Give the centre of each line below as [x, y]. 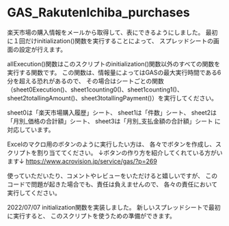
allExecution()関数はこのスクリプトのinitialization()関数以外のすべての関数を [114, 63]
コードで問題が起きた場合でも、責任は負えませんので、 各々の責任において [112, 184]
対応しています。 [31, 129]
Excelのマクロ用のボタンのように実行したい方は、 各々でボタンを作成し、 [111, 144]
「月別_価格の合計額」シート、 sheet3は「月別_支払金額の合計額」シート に [114, 121]
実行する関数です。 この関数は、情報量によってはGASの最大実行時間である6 [114, 72]
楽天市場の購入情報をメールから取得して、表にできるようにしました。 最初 [112, 32]
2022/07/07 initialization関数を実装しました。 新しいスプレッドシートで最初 [114, 207]
